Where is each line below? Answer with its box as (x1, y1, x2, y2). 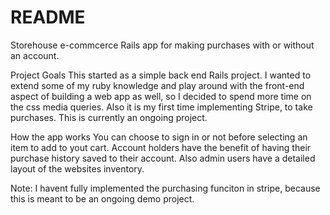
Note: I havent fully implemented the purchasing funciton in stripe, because (10, 182, 321, 194)
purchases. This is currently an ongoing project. (10, 111, 208, 123)
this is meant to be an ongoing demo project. (10, 192, 195, 205)
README (10, 6, 86, 29)
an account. (10, 49, 60, 61)
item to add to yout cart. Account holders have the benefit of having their (10, 141, 312, 153)
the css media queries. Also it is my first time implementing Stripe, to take (10, 101, 313, 113)
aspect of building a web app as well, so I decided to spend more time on (10, 90, 312, 102)
